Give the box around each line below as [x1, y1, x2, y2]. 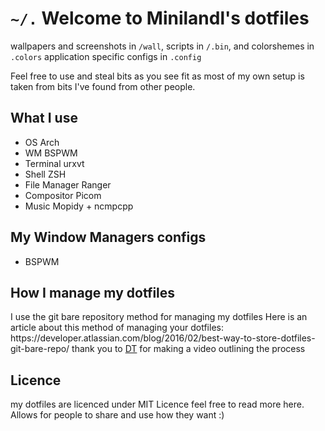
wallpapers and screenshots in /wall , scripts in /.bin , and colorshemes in [10, 40, 315, 52]
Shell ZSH [24, 168, 67, 180]
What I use [10, 110, 78, 127]
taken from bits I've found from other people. [10, 80, 196, 92]
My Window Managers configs [10, 229, 207, 246]
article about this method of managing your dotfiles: [10, 322, 224, 334]
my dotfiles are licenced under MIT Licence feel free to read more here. [10, 398, 305, 411]
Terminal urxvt [24, 157, 85, 169]
